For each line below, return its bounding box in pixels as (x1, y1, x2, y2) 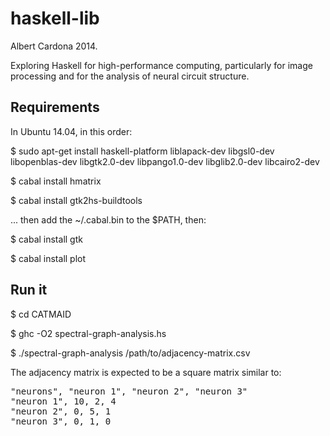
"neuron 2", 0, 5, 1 (10, 405, 112, 417)
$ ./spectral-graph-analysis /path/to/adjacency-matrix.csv (10, 347, 251, 359)
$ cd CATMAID (10, 308, 72, 320)
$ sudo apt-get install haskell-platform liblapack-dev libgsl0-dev (10, 145, 275, 157)
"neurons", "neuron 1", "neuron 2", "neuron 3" (10, 385, 248, 397)
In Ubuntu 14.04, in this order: (10, 125, 133, 137)
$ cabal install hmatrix (10, 175, 102, 187)
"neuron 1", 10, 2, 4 (10, 395, 117, 407)
